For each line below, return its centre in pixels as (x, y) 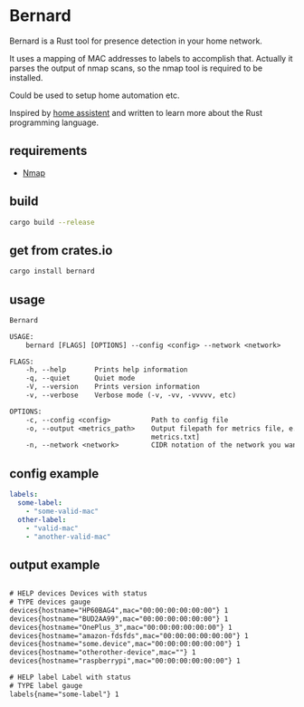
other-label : (42, 519)
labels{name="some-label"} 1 (64, 694)
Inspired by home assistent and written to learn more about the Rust (136, 112)
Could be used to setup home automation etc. (95, 95)
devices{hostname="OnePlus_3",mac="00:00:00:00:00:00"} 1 (121, 627)
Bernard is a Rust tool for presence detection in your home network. (136, 41)
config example (54, 474)
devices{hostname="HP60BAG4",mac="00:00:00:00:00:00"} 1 (119, 610)
